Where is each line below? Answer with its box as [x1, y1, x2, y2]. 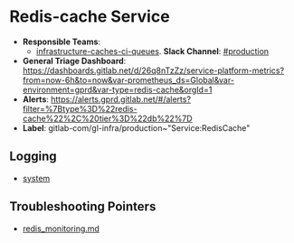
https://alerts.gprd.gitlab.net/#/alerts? [51, 93, 192, 105]
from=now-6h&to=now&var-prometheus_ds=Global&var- [22, 74, 235, 85]
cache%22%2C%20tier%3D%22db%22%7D [22, 113, 193, 124]
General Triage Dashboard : [22, 55, 127, 66]
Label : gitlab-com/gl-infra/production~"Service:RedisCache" [22, 122, 251, 133]
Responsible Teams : [22, 36, 101, 47]
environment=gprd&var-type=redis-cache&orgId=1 [22, 84, 213, 95]
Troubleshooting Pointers [9, 199, 156, 214]
